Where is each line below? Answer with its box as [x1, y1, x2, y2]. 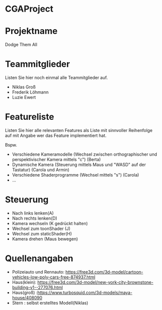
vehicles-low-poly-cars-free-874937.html [12, 274, 96, 280]
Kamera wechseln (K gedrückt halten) [12, 220, 88, 226]
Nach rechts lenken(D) [12, 215, 57, 221]
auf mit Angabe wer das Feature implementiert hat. [5, 132, 107, 138]
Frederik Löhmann [12, 89, 49, 95]
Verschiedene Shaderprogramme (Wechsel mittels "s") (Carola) [12, 172, 139, 178]
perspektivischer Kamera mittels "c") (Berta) [12, 157, 101, 162]
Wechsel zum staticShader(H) [12, 230, 72, 236]
